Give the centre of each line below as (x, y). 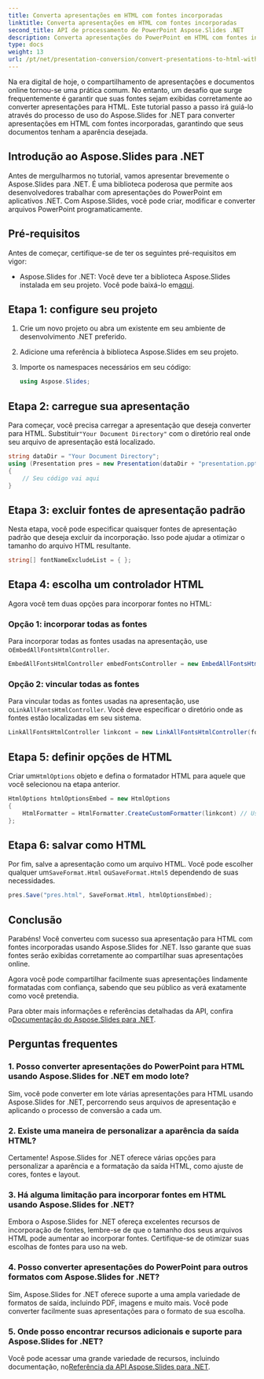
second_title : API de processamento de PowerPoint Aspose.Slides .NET (126, 30)
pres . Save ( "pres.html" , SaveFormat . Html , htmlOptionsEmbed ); (110, 895)
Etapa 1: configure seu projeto (83, 309)
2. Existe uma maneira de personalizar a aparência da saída (124, 1130)
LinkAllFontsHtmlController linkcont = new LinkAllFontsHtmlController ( (130, 733)
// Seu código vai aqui (61, 478)
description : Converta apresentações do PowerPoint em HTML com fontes (128, 37)
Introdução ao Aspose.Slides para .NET (106, 157)
